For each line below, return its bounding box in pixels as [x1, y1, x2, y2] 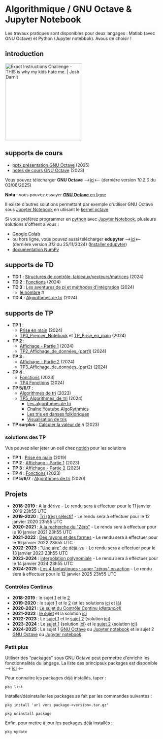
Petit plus [5, 643, 29, 650]
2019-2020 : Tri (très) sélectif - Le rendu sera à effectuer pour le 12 [12, 514, 150, 520]
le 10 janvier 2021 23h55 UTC [12, 529, 72, 535]
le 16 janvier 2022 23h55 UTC [12, 540, 73, 546]
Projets [5, 490, 28, 498]
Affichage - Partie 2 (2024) [19, 359, 75, 365]
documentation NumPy [12, 246, 59, 252]
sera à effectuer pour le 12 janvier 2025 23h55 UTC [12, 571, 117, 577]
